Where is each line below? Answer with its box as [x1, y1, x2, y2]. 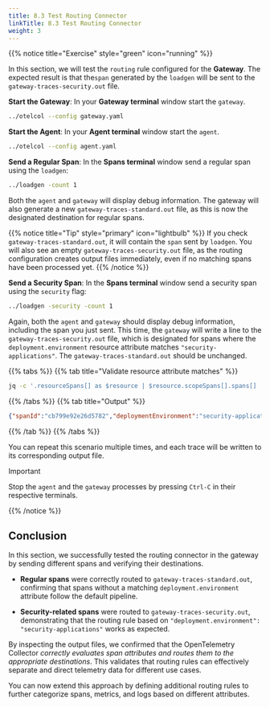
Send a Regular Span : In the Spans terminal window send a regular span [8, 157, 252, 167]
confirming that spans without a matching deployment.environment [19, 583, 239, 593]
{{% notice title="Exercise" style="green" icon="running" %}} [8, 49, 213, 59]
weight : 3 [8, 27, 42, 35]
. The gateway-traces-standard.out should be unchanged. [55, 350, 247, 360]
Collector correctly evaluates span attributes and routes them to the [8, 648, 235, 658]
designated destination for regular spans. [8, 213, 145, 222]
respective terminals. [8, 490, 78, 500]
